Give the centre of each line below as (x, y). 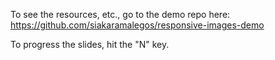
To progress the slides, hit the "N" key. (90, 44)
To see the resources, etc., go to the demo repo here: (120, 14)
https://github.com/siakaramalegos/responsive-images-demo (137, 25)
